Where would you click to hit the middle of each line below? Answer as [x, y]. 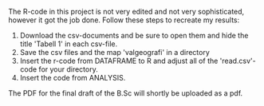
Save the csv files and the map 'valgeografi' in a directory [114, 52]
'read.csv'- [238, 61]
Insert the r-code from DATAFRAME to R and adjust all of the [119, 61]
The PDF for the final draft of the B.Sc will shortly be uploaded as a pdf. [126, 93]
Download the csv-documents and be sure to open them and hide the [134, 35]
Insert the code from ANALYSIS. [73, 78]
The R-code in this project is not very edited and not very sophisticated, [126, 12]
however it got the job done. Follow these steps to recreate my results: [124, 20]
